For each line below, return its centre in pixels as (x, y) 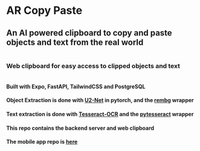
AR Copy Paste (44, 11)
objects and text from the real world (75, 42)
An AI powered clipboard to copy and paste (89, 33)
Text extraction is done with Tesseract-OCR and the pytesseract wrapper (100, 114)
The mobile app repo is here (42, 142)
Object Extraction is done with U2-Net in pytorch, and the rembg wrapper (100, 100)
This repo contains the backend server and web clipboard (80, 128)
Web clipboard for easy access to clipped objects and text (93, 66)
